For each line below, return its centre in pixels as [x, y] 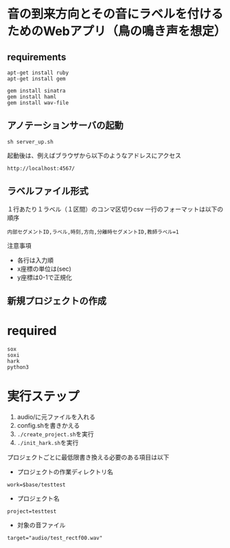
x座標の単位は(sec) [44, 269]
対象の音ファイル [41, 525]
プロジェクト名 [38, 498]
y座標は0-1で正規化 [44, 277]
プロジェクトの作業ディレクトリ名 [65, 472]
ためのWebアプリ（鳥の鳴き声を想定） [117, 31]
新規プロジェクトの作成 [57, 301]
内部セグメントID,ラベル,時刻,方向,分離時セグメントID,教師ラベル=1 [93, 232]
